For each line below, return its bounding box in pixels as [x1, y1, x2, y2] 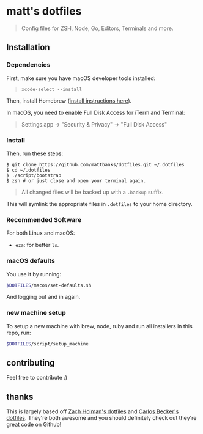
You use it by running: [6, 270, 62, 278]
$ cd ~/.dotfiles [6, 167, 51, 173]
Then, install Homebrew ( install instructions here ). [6, 97, 132, 105]
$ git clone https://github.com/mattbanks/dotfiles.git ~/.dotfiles [6, 161, 185, 167]
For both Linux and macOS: [6, 229, 75, 237]
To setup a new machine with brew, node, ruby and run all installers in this [6, 322, 193, 329]
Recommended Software [6, 215, 82, 224]
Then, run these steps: [6, 150, 63, 157]
